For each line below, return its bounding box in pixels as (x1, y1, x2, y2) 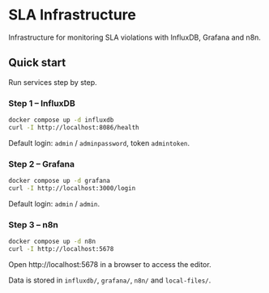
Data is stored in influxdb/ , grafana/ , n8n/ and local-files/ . (8, 275, 211, 285)
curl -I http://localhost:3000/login (8, 184, 136, 192)
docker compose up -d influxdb (8, 116, 114, 125)
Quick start (8, 56, 66, 70)
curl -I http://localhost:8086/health (8, 123, 139, 131)
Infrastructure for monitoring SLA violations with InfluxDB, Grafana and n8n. (8, 32, 262, 42)
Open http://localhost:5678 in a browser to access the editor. (8, 259, 212, 269)
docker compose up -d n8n (8, 237, 96, 246)
